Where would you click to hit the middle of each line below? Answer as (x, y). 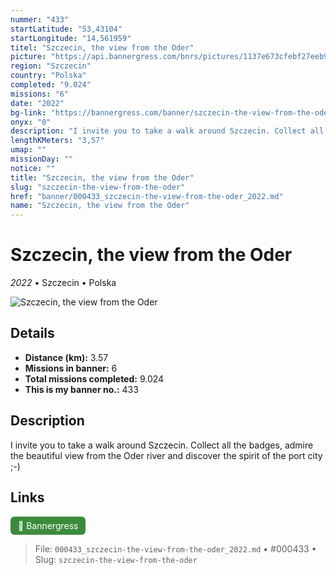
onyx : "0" (31, 122)
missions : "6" (40, 94)
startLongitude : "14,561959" (71, 38)
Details (32, 333)
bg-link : (28, 112)
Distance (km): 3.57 (66, 357)
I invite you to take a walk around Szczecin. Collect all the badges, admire (162, 445)
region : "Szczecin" (51, 66)
